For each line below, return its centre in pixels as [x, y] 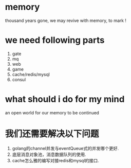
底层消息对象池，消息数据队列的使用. [49, 154]
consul [19, 79]
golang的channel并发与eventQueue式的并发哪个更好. [65, 148]
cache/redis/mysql [31, 74]
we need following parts [55, 40]
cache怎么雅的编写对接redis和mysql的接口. [56, 160]
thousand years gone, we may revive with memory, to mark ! [66, 20]
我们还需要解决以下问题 [52, 134]
